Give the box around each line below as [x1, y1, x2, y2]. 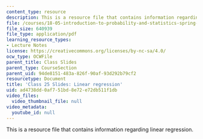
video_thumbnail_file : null [11, 98, 83, 104]
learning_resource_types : [6, 37, 71, 43]
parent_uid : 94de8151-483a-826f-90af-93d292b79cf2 [6, 70, 137, 76]
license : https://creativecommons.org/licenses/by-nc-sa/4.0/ [6, 48, 166, 54]
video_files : [6, 93, 39, 99]
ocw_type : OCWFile [6, 54, 53, 60]
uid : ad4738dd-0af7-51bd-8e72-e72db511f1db [6, 87, 118, 93]
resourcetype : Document [6, 76, 66, 82]
